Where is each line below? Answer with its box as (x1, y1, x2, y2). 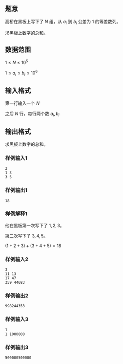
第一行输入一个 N (5, 100, 40, 106)
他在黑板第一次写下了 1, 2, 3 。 (5, 222, 64, 228)
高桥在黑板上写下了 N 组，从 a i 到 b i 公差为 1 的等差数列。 (5, 19, 121, 25)
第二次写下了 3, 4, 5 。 (5, 233, 48, 239)
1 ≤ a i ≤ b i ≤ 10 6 (5, 69, 38, 77)
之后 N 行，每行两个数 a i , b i (5, 111, 60, 118)
